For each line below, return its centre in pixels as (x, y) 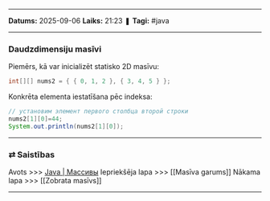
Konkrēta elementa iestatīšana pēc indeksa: (80, 96)
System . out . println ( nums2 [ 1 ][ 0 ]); (66, 126)
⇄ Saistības (31, 154)
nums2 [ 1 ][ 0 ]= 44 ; (35, 119)
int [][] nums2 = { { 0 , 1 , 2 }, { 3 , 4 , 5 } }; (90, 81)
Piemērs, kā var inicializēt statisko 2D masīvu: (84, 67)
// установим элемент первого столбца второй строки (98, 112)
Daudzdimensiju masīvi (55, 49)
